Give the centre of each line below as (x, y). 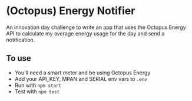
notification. (21, 40)
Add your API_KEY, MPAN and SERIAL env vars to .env (81, 79)
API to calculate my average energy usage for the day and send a (85, 33)
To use (19, 58)
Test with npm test (37, 91)
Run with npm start (38, 85)
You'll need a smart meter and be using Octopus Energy (82, 73)
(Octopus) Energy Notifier (71, 11)
